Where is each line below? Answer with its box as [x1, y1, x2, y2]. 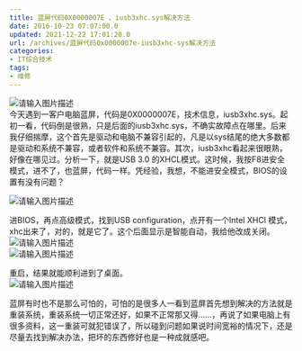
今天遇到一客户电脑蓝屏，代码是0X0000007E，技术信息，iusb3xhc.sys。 [9, 109, 280, 120]
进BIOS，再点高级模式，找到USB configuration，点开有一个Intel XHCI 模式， [9, 214, 292, 225]
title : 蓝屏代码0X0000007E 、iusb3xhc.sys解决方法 [9, 13, 191, 22]
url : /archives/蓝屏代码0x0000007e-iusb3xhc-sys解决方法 [9, 38, 217, 48]
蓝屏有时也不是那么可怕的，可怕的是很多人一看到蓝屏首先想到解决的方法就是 [9, 298, 293, 309]
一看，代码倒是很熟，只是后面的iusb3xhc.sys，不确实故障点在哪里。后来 [16, 120, 287, 130]
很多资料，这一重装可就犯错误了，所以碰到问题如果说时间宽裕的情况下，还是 [9, 320, 293, 331]
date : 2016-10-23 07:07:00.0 [9, 22, 119, 31]
